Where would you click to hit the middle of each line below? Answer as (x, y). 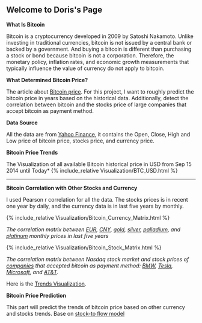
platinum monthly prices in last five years (57, 235)
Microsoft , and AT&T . (32, 272)
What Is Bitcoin (26, 24)
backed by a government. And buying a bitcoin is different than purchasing (99, 49)
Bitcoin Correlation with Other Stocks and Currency (72, 188)
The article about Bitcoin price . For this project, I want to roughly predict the (100, 91)
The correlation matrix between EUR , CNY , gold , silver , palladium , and (93, 229)
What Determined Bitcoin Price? (47, 80)
